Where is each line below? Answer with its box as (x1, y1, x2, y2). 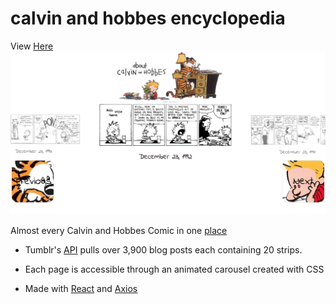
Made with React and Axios (24, 283, 138, 295)
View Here (10, 40, 54, 52)
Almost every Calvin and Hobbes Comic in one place (10, 225, 228, 237)
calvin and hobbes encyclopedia (10, 7, 286, 30)
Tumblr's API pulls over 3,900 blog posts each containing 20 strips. (24, 244, 303, 256)
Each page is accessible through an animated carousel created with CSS (24, 263, 325, 276)
